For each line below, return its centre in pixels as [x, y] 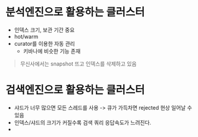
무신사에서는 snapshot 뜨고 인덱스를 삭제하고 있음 [78, 64]
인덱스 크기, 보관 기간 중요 [44, 30]
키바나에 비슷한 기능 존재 [52, 51]
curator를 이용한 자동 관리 [45, 43]
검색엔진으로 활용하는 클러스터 [75, 90]
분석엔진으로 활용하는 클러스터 [75, 12]
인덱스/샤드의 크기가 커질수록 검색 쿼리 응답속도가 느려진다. [83, 122]
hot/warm [26, 36]
